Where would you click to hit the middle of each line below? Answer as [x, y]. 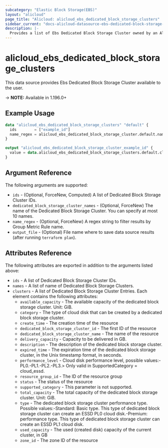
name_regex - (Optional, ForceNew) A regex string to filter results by [81, 221]
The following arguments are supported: [47, 185]
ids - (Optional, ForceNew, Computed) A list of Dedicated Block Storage [86, 195]
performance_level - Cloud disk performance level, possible [81, 360]
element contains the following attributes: [55, 296]
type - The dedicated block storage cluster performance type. [84, 403]
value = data [23, 153]
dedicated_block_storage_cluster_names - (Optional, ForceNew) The [83, 205]
